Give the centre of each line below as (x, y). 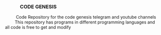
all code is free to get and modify (38, 27)
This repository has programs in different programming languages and (85, 22)
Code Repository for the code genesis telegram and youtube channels (86, 17)
